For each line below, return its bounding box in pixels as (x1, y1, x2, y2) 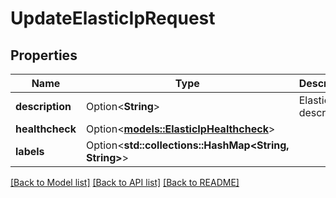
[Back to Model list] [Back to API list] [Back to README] (10, 177, 240, 188)
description (15, 100, 72, 113)
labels (15, 145, 45, 158)
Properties (10, 47, 78, 64)
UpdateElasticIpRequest (10, 7, 216, 30)
